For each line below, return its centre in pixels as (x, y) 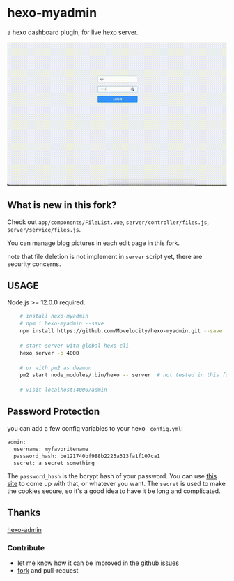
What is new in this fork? (62, 205)
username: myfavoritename (51, 449)
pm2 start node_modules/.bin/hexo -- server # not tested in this (119, 375)
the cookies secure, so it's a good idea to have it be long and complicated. (114, 491)
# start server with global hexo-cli (75, 346)
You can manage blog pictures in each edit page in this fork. (93, 243)
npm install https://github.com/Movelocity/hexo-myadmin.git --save (121, 331)
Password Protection (53, 412)
